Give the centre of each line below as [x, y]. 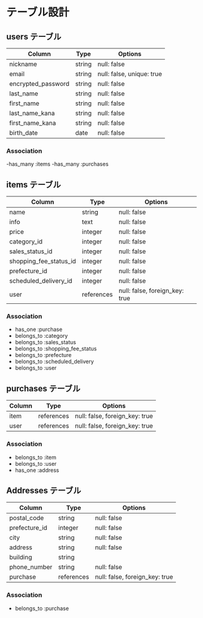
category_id [26, 242]
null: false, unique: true [130, 74]
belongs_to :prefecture [43, 355]
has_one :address [37, 470]
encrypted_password [39, 84]
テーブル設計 [38, 12]
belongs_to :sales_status [46, 343]
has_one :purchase [39, 329]
